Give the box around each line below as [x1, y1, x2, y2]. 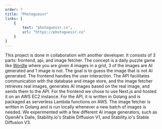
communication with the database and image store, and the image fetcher [5, 78, 153, 84]
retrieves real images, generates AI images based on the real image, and [5, 83, 150, 89]
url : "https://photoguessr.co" [22, 30, 86, 35]
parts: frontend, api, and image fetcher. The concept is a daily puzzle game [5, 57, 155, 63]
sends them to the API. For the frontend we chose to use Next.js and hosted [5, 88, 157, 94]
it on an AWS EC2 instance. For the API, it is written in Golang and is [5, 93, 141, 99]
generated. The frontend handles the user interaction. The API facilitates [5, 73, 150, 78]
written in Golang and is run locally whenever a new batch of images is [5, 104, 146, 110]
